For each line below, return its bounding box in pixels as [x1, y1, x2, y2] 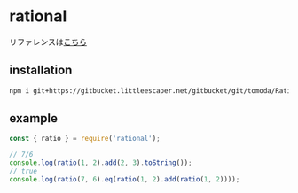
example [9, 111, 59, 126]
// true [9, 166, 38, 176]
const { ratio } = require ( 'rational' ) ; [9, 135, 161, 143]
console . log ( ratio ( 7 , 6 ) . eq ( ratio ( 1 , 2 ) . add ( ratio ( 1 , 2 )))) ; [9, 174, 240, 183]
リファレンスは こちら [9, 36, 87, 47]
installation [9, 63, 73, 78]
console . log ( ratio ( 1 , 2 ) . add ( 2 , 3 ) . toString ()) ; [9, 158, 192, 167]
